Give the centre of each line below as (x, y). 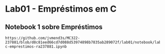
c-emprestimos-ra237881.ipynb (36, 47)
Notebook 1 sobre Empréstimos (54, 27)
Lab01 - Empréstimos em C (61, 9)
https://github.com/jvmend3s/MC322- (42, 38)
